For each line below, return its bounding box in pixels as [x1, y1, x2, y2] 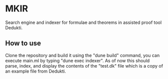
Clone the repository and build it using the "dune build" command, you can [5, 52, 160, 58]
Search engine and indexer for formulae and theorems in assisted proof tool [5, 19, 162, 25]
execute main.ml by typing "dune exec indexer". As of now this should [5, 58, 150, 64]
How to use [5, 39, 41, 48]
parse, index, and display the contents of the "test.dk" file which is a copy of [5, 63, 163, 69]
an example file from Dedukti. [5, 68, 66, 74]
